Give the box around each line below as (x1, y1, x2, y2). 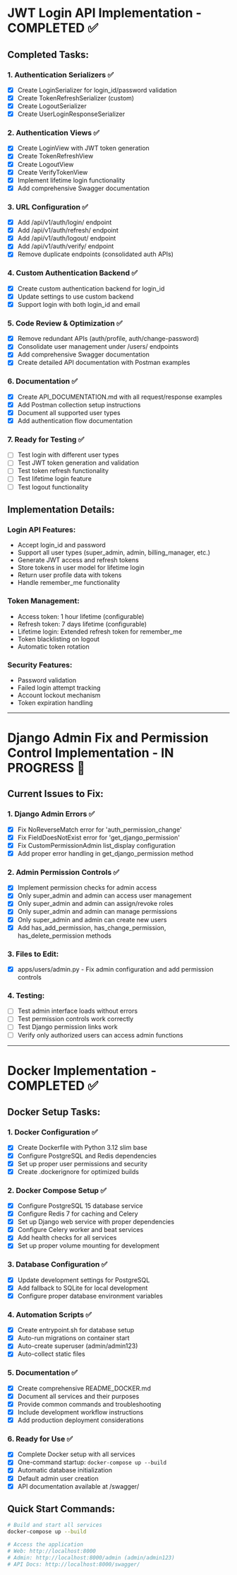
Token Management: (7, 596, 80, 606)
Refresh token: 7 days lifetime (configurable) (17, 620, 147, 628)
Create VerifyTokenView (17, 168, 88, 176)
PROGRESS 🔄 (7, 760, 86, 776)
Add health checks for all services (17, 1233, 117, 1242)
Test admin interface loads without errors (17, 1006, 138, 1016)
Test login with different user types (17, 451, 119, 459)
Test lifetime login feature (17, 475, 92, 483)
